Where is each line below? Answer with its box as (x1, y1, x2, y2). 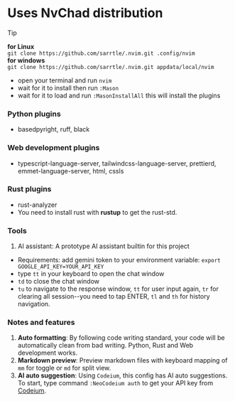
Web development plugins (7, 143, 100, 153)
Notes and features (7, 318, 75, 328)
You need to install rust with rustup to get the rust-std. (17, 208, 177, 216)
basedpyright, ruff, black (17, 125, 90, 134)
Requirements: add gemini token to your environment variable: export (17, 256, 222, 264)
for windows (7, 55, 45, 65)
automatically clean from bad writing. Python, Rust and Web (17, 341, 194, 350)
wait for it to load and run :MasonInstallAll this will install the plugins (17, 91, 221, 100)
